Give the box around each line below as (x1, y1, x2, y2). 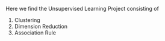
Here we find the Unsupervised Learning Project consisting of (5, 5, 159, 12)
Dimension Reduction (14, 23, 67, 30)
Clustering (14, 17, 40, 23)
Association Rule (14, 29, 57, 36)
